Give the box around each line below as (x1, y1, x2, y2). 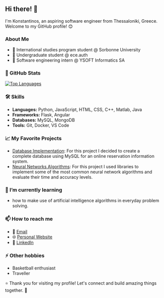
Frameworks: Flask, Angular (12, 112, 70, 117)
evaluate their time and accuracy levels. (12, 174, 93, 180)
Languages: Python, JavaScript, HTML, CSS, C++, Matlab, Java (12, 107, 142, 112)
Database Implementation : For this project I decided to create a (12, 148, 140, 153)
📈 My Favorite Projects (5, 135, 62, 142)
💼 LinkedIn (12, 239, 34, 245)
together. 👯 (5, 287, 28, 293)
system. (12, 158, 28, 164)
